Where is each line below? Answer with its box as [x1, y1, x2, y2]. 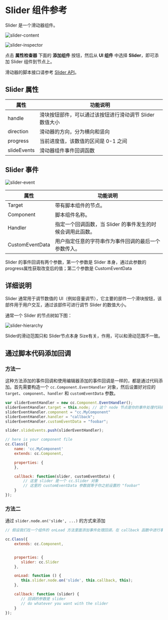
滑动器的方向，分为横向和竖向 [39, 128, 110, 135]
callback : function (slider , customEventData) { [14, 474, 115, 479]
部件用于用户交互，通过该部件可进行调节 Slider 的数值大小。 [5, 302, 129, 308]
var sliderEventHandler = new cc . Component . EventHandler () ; [5, 400, 133, 406]
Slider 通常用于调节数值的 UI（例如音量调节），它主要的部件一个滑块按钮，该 [5, 296, 162, 302]
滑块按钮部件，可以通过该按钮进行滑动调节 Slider [39, 111, 155, 118]
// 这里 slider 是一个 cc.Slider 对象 [23, 478, 99, 483]
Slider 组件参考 [5, 5, 67, 16]
